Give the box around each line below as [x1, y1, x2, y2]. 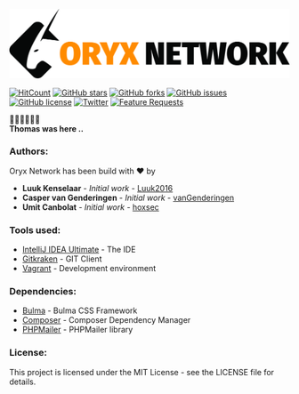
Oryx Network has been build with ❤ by [9, 165, 156, 176]
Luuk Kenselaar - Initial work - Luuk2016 [21, 182, 174, 193]
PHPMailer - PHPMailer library [21, 325, 133, 335]
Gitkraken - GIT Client [21, 253, 102, 264]
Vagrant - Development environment [21, 263, 157, 274]
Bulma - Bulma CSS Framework [21, 305, 138, 316]
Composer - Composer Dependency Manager [21, 315, 191, 326]
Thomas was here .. [9, 123, 85, 133]
